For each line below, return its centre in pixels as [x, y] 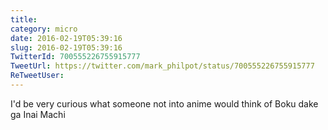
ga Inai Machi [38, 114]
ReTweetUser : [37, 76]
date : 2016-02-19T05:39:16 [66, 38]
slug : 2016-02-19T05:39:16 [66, 47]
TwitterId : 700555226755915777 [75, 57]
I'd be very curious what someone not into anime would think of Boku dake [164, 103]
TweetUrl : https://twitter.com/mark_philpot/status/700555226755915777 [162, 66]
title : [24, 19]
